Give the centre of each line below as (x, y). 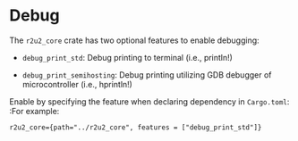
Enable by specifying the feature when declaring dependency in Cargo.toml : (149, 101)
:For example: (34, 111)
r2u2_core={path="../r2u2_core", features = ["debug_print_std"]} (136, 127)
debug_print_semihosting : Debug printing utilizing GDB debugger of (147, 75)
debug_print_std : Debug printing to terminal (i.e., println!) (127, 57)
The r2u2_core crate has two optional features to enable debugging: (134, 40)
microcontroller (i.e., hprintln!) (77, 84)
